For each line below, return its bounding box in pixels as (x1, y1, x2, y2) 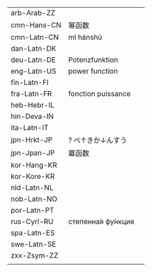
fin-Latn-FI (10, 78, 49, 87)
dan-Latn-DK (10, 44, 56, 53)
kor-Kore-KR (10, 172, 55, 181)
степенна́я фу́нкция (68, 217, 135, 226)
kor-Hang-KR (10, 160, 57, 170)
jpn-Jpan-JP (10, 148, 55, 157)
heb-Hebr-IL (10, 100, 54, 110)
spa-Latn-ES (10, 228, 55, 237)
